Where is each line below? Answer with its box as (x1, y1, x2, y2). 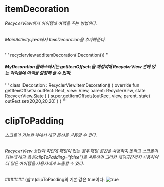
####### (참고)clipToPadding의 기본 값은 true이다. (5, 176, 105, 182)
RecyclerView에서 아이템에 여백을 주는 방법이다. (5, 21, 97, 26)
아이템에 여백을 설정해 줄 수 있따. (10, 70, 72, 76)
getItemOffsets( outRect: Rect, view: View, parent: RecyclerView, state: (5, 87, 147, 93)
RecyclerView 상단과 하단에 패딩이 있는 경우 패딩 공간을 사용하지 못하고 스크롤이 (5, 148, 158, 154)
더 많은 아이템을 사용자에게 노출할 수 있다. (5, 160, 84, 166)
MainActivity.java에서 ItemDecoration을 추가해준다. (5, 37, 106, 42)
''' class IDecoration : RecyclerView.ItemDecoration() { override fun (5, 82, 140, 88)
